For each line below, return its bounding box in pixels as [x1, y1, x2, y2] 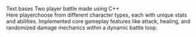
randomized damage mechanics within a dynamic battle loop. [6, 24, 158, 31]
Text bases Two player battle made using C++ [6, 5, 120, 12]
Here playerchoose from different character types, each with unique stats [6, 11, 187, 18]
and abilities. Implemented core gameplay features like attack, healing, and [6, 18, 191, 24]
